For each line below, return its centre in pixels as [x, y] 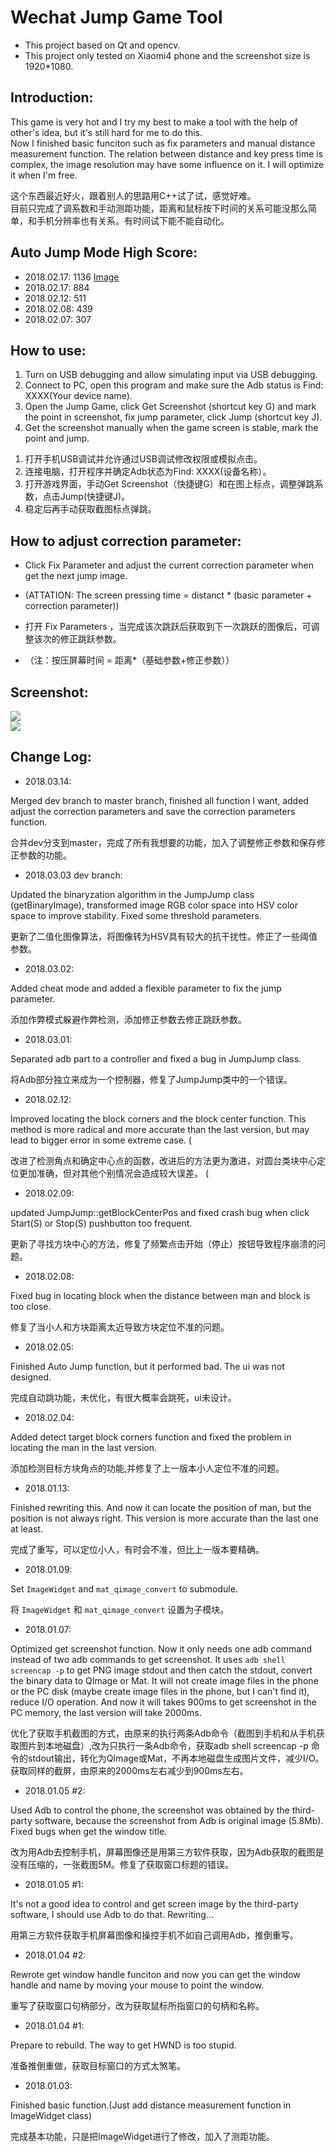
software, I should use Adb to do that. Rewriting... [112, 1914]
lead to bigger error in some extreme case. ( [101, 1140]
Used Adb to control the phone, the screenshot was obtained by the [150, 1810]
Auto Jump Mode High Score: [104, 252]
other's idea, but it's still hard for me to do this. [106, 132]
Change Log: [51, 757]
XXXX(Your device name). [78, 396]
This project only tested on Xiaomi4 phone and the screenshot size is [167, 55]
